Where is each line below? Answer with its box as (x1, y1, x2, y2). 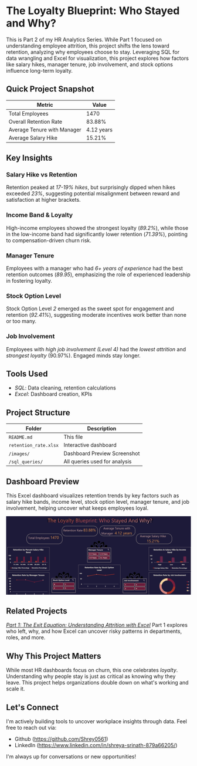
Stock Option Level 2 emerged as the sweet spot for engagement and (6, 305, 174, 312)
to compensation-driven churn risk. (6, 236, 92, 244)
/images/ (8, 450, 30, 457)
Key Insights (6, 153, 53, 163)
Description (87, 425, 117, 432)
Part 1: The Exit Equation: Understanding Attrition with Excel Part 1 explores (6, 622, 188, 629)
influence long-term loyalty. (6, 67, 73, 74)
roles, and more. (6, 634, 46, 641)
